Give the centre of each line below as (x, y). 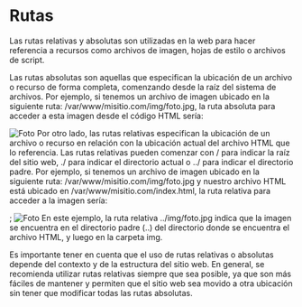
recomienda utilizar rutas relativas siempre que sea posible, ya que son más (150, 274)
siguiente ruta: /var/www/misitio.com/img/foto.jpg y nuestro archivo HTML (148, 181)
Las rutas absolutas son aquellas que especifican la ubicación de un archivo (151, 77)
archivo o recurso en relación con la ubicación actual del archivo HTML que (150, 143)
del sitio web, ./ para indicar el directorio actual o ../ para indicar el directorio (151, 162)
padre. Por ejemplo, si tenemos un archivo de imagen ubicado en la (134, 172)
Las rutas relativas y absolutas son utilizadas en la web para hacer (133, 41)
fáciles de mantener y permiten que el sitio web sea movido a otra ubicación (151, 283)
